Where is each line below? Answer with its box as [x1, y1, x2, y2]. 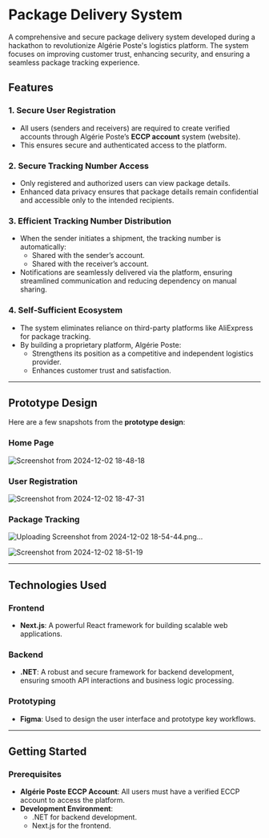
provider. [31, 357, 62, 366]
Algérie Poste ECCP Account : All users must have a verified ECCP [19, 787, 240, 796]
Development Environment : [19, 804, 114, 814]
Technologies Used [8, 578, 106, 592]
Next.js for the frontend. [31, 821, 111, 831]
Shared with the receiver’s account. [31, 259, 150, 269]
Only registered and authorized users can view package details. [19, 178, 231, 187]
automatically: [19, 242, 66, 252]
